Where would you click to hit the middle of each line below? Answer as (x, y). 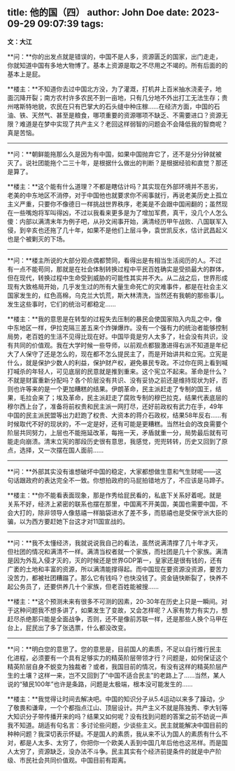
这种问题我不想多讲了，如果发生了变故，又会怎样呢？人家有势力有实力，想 (120, 610)
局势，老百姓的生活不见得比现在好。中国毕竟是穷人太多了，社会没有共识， (114, 336)
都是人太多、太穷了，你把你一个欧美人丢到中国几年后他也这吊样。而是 (120, 742)
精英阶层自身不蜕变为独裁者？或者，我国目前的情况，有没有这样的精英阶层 (114, 666)
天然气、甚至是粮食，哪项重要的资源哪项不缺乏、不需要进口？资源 (126, 115)
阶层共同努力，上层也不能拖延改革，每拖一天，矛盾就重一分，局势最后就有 (114, 432)
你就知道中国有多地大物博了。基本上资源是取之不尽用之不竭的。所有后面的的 (117, 65)
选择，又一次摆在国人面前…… (62, 450)
